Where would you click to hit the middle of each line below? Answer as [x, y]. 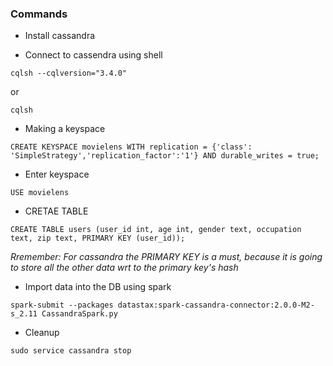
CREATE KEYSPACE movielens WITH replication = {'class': [131, 147]
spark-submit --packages [62, 305]
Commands [39, 14]
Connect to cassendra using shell [93, 55]
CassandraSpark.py [79, 314]
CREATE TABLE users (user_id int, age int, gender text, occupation [156, 230]
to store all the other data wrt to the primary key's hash [124, 268]
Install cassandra [60, 36]
